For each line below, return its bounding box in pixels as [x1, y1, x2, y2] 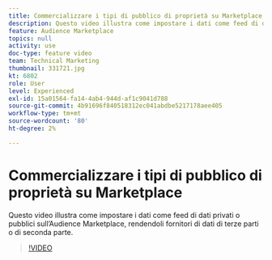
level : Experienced [8, 86, 74, 95]
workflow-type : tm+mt [8, 110, 82, 118]
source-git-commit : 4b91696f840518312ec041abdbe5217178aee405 [8, 102, 223, 110]
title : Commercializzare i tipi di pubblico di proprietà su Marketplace [8, 11, 263, 20]
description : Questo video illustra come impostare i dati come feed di [8, 19, 259, 27]
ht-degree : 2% [8, 124, 57, 132]
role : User [8, 79, 45, 87]
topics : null [8, 34, 53, 43]
